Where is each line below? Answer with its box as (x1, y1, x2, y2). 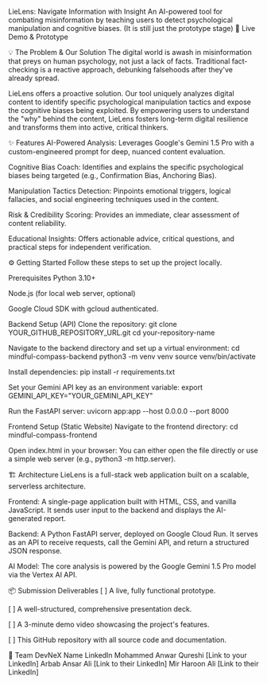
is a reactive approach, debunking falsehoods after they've (40, 65, 233, 74)
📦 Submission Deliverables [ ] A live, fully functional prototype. (8, 586, 216, 595)
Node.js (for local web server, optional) (8, 289, 137, 297)
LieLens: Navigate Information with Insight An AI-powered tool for (8, 7, 223, 16)
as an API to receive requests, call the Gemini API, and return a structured (8, 538, 250, 547)
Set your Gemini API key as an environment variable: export (8, 383, 203, 392)
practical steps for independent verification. (8, 243, 152, 251)
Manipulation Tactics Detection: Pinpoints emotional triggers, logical (8, 186, 231, 196)
